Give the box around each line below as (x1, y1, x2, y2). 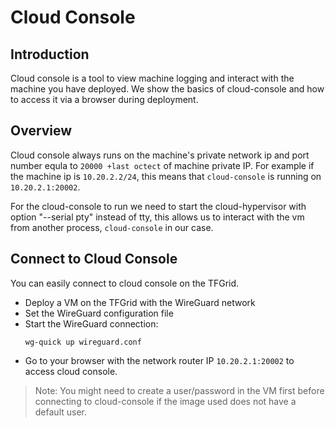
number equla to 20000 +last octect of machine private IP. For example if (10, 159, 315, 171)
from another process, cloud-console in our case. (10, 221, 214, 233)
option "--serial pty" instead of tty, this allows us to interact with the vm (10, 211, 305, 223)
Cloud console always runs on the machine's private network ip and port (10, 149, 310, 161)
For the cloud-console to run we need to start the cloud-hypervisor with (10, 200, 307, 212)
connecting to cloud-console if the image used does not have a (34, 395, 297, 407)
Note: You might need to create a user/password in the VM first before (34, 384, 325, 396)
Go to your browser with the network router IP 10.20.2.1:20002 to (24, 354, 295, 366)
